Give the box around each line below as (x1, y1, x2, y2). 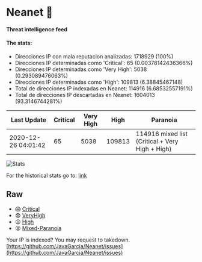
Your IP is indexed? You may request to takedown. (6, 236, 130, 243)
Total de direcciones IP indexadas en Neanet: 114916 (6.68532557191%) (14, 84, 194, 92)
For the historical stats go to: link (6, 172, 87, 179)
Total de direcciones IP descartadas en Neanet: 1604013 (14, 91, 155, 98)
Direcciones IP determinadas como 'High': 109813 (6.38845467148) (14, 78, 183, 86)
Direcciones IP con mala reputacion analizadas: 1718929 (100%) (14, 52, 174, 60)
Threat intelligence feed (6, 25, 68, 33)
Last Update (11, 116, 47, 124)
